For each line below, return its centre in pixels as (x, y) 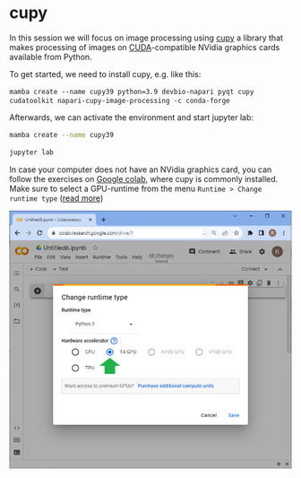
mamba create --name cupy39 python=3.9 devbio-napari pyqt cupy (132, 91)
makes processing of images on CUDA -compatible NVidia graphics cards (145, 47)
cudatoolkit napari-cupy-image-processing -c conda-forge (120, 100)
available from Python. (51, 56)
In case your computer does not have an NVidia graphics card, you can (141, 169)
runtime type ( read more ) (56, 198)
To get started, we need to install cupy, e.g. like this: (105, 74)
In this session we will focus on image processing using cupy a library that (146, 38)
